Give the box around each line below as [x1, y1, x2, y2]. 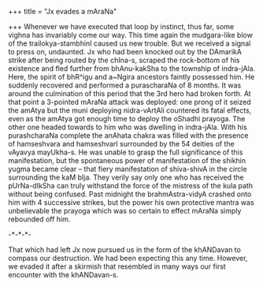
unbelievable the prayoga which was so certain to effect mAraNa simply [8, 206, 242, 215]
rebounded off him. [8, 214, 71, 224]
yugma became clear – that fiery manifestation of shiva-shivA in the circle [8, 165, 247, 173]
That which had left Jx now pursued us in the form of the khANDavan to [8, 245, 242, 254]
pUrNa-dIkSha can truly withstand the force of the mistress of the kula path [8, 181, 254, 190]
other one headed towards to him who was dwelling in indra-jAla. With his [8, 122, 247, 132]
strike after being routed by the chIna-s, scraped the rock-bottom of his [8, 55, 240, 65]
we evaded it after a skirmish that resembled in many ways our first [8, 262, 226, 271]
